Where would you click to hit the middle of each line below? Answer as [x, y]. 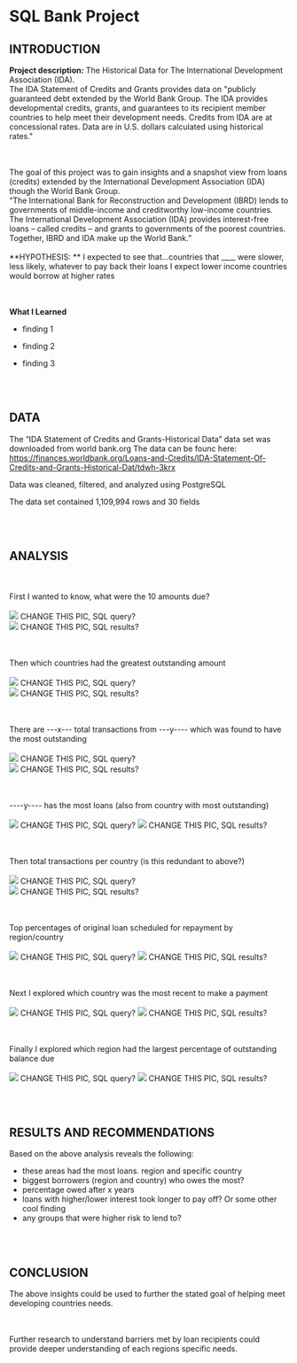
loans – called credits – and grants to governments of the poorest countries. [148, 229]
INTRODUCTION [55, 49]
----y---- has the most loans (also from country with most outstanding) [139, 805]
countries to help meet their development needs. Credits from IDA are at [141, 117]
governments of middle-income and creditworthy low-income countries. [141, 210]
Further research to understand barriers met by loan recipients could [134, 1339]
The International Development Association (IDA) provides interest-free [139, 219]
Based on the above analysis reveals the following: [102, 1154]
